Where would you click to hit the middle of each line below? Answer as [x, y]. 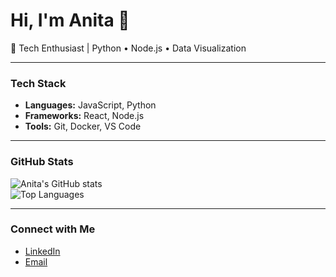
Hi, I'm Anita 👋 [70, 20]
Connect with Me [53, 229]
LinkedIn [42, 251]
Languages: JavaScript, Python [90, 105]
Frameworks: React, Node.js [84, 116]
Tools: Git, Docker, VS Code [83, 126]
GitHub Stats [42, 162]
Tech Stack [38, 83]
